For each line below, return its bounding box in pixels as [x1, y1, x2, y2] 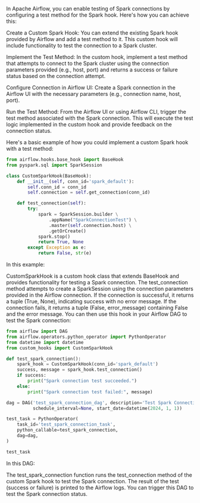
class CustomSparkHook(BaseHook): [6, 173, 92, 179]
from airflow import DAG [6, 328, 68, 334]
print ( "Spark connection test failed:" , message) [27, 389, 153, 395]
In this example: [6, 261, 45, 268]
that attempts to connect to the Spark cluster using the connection [6, 60, 170, 67]
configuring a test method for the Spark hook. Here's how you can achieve [6, 11, 189, 18]
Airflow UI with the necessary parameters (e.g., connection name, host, [6, 91, 182, 97]
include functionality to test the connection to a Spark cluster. [6, 42, 157, 49]
